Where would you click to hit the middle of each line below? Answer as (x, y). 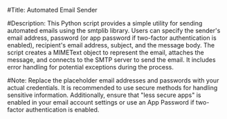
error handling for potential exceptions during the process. (91, 67)
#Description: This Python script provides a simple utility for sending (105, 23)
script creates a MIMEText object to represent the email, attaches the (106, 52)
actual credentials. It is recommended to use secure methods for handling (112, 88)
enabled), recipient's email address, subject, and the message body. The (111, 45)
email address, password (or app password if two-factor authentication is (112, 38)
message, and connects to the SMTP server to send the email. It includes (111, 60)
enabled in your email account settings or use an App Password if (101, 102)
